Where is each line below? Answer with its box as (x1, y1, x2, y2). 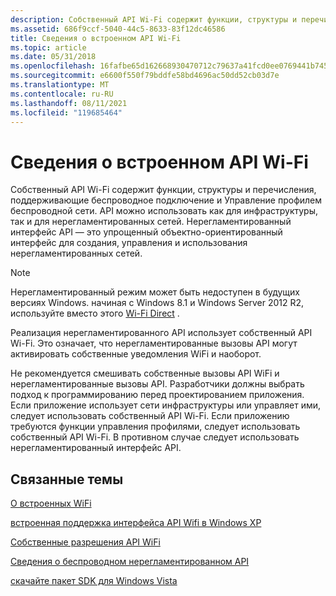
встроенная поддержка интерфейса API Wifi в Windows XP (10, 517, 262, 529)
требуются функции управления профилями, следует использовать (10, 421, 301, 433)
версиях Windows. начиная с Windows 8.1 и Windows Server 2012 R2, (10, 297, 305, 309)
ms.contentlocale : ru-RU (10, 89, 114, 99)
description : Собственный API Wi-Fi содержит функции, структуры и (10, 14, 298, 25)
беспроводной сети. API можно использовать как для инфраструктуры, (10, 205, 319, 217)
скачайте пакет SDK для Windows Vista (10, 575, 178, 587)
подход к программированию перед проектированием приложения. (10, 389, 305, 401)
